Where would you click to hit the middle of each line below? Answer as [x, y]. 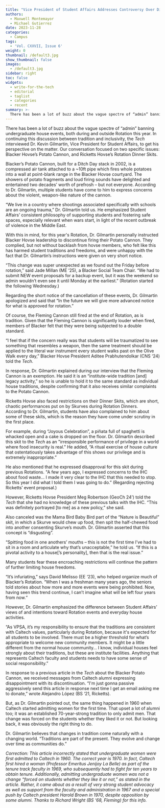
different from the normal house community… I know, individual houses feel [82, 647]
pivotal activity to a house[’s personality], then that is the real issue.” [74, 552]
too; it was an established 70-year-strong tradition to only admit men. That [81, 713]
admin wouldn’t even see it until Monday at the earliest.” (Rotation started [80, 281]
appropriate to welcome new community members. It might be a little [75, 642]
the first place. [20, 422]
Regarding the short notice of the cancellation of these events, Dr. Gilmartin [82, 295]
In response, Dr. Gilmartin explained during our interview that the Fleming [79, 371]
